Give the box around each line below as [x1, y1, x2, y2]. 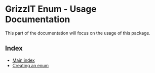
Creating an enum [12, 62, 49, 68]
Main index [12, 57, 35, 63]
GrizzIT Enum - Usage [5, 3, 97, 15]
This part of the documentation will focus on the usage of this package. [5, 30, 151, 36]
